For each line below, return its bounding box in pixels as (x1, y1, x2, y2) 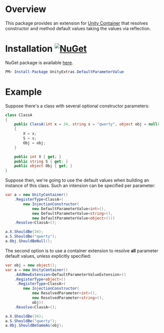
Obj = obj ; (23, 140, 46, 145)
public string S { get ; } (14, 159, 68, 164)
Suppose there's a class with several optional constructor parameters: (5, 103, 150, 109)
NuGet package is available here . (5, 59, 73, 66)
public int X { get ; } (14, 154, 61, 159)
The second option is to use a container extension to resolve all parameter (5, 247, 158, 254)
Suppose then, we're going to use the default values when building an (5, 177, 149, 184)
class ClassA (5, 112, 32, 117)
